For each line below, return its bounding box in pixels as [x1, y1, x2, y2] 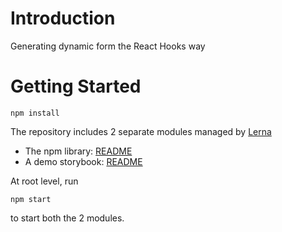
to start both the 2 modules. [10, 212, 125, 224]
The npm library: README [24, 145, 133, 157]
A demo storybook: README [24, 155, 143, 167]
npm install [10, 108, 60, 118]
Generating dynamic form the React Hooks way [10, 40, 206, 52]
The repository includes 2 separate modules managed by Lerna [10, 125, 272, 137]
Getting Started [10, 75, 142, 98]
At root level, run [10, 175, 79, 187]
